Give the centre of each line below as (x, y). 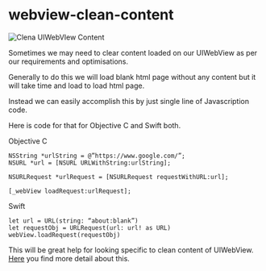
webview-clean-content (91, 15)
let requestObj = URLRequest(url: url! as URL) (90, 227)
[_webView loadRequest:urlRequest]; (70, 191)
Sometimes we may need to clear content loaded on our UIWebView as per (133, 52)
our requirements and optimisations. (69, 61)
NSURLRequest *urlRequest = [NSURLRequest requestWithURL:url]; (118, 177)
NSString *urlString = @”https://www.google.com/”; (97, 156)
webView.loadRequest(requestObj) (64, 235)
